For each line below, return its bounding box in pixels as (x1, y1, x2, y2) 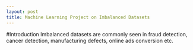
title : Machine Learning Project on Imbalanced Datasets (6, 14, 150, 20)
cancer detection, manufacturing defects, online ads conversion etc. (6, 37, 174, 44)
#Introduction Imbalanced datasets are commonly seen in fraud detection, (6, 30, 188, 37)
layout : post (6, 8, 39, 15)
